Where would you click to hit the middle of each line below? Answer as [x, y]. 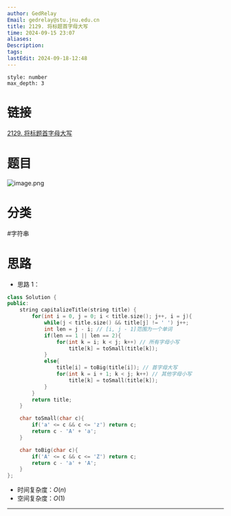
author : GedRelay [32, 13]
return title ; [52, 400]
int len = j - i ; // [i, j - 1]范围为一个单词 [108, 329]
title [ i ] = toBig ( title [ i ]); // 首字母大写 [117, 368]
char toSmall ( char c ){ [52, 419]
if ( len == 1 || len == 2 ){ [82, 336]
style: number [27, 77]
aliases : [20, 39]
